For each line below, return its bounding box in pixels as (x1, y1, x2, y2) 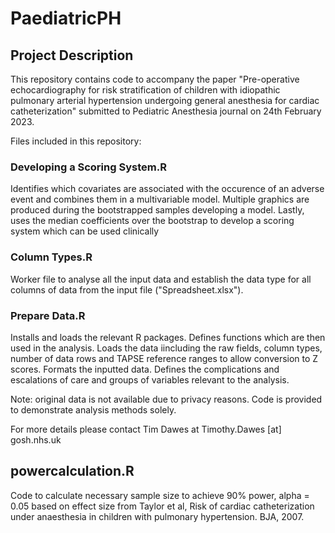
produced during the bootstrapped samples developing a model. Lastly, (10, 204, 305, 216)
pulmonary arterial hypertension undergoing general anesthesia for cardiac (10, 95, 320, 106)
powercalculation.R (10, 463, 135, 480)
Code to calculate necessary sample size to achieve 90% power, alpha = (10, 489, 310, 501)
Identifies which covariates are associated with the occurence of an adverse (10, 183, 325, 195)
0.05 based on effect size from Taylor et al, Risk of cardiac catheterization (10, 500, 315, 512)
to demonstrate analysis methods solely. (10, 403, 177, 416)
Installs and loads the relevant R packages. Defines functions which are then (10, 331, 326, 343)
